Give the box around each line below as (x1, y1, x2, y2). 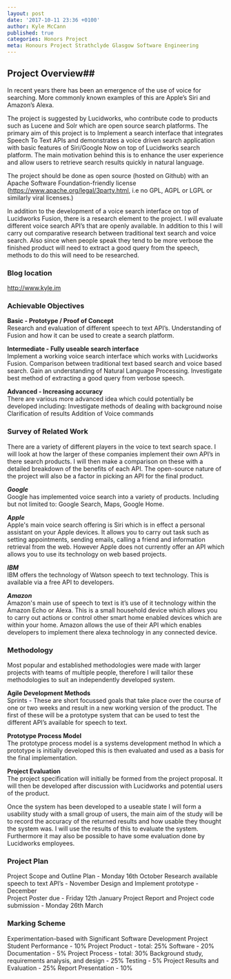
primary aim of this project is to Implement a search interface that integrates (7, 128, 223, 137)
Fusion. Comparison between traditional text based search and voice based (7, 360, 222, 368)
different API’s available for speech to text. (7, 719, 128, 726)
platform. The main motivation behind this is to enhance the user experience (7, 151, 224, 159)
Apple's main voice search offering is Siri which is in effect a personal (7, 521, 205, 529)
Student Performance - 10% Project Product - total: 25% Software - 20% (7, 942, 215, 950)
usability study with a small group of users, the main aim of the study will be (7, 810, 223, 818)
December (7, 886, 37, 895)
